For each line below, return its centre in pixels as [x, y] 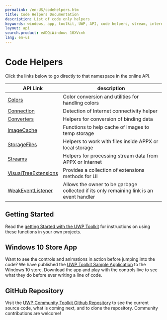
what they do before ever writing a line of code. [54, 275]
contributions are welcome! [33, 314]
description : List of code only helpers [48, 19]
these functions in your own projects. [43, 231]
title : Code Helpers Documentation [42, 14]
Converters [21, 119]
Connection [21, 111]
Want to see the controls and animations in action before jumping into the [80, 259]
